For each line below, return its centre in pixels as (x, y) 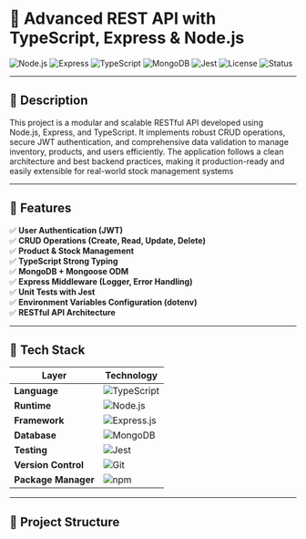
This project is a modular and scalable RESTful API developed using (137, 122)
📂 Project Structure (65, 522)
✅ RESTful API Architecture (62, 312)
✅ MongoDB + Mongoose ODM (69, 271)
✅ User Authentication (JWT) (66, 230)
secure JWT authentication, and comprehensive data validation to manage (149, 141)
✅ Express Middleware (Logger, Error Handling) (101, 281)
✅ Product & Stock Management (72, 251)
